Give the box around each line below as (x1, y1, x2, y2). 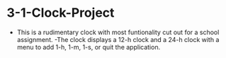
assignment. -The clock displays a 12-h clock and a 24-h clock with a (16, 35, 220, 43)
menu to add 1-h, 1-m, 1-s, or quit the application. (16, 43, 161, 51)
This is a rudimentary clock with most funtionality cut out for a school (16, 28, 220, 36)
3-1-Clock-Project (6, 5, 115, 21)
